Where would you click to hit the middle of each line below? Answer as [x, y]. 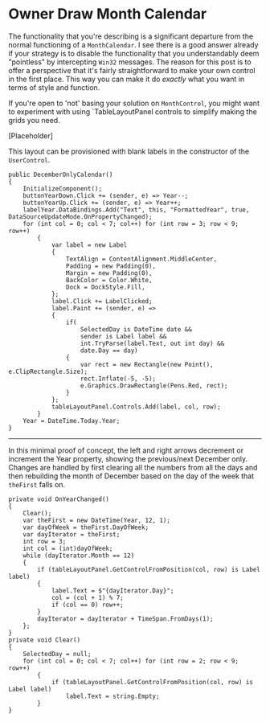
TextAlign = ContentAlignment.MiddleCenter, [141, 259]
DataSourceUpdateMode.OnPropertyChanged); [80, 217]
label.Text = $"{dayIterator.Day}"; [112, 591]
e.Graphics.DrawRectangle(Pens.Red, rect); [154, 386]
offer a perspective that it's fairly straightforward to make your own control [132, 70]
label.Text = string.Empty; [112, 696]
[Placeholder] [31, 135]
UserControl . [29, 160]
